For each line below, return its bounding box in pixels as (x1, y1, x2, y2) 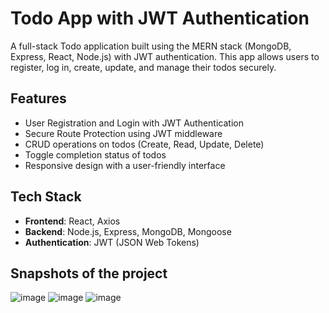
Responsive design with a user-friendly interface (24, 159, 226, 171)
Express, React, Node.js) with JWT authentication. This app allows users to (10, 50, 320, 62)
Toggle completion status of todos (24, 148, 167, 161)
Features (10, 90, 67, 107)
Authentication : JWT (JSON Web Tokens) (24, 236, 200, 248)
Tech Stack (10, 188, 82, 206)
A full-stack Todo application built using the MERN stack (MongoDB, (10, 40, 292, 52)
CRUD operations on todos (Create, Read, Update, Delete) (24, 138, 265, 150)
